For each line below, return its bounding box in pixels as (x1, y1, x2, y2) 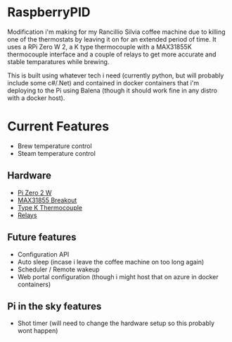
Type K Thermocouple (17, 203, 83, 212)
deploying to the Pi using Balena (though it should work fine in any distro (7, 86, 218, 94)
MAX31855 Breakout (17, 195, 77, 204)
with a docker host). (7, 93, 65, 102)
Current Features (7, 118, 110, 135)
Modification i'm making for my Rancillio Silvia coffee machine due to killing (7, 28, 226, 36)
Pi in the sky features (7, 300, 102, 312)
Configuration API (17, 250, 70, 258)
